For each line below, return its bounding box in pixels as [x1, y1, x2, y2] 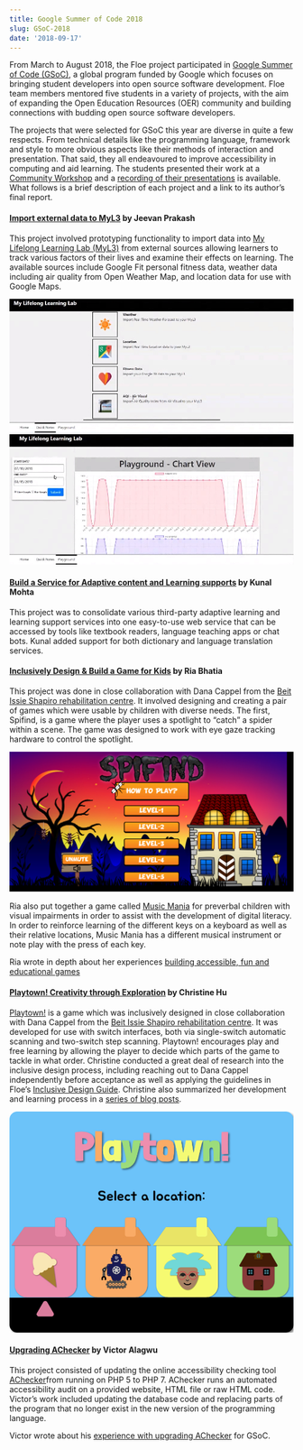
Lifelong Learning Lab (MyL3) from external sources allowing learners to [9, 242, 279, 253]
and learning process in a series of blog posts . [9, 1093, 182, 1104]
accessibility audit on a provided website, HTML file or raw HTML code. [9, 1383, 276, 1394]
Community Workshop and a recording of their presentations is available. [9, 172, 281, 184]
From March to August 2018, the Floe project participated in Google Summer [9, 60, 293, 70]
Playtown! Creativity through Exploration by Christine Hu [9, 987, 227, 998]
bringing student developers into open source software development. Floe [9, 79, 286, 89]
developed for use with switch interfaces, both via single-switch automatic [9, 1026, 287, 1037]
